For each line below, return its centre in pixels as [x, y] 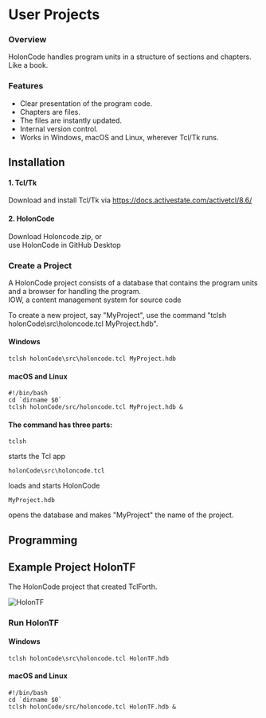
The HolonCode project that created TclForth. [83, 587]
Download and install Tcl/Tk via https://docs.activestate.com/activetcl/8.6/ [130, 200]
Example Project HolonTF [72, 567]
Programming [43, 540]
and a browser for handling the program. [75, 291]
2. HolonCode [31, 218]
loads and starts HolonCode [54, 486]
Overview [27, 40]
